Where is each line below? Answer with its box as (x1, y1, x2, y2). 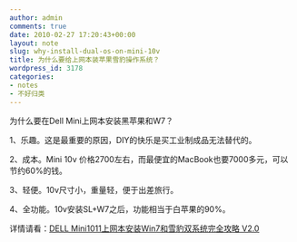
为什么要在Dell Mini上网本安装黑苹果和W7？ (9, 115, 174, 126)
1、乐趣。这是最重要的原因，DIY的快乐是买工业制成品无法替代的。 (9, 134, 257, 145)
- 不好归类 (9, 89, 45, 98)
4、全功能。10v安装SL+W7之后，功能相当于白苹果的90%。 (9, 203, 231, 214)
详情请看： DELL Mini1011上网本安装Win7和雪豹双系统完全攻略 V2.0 (9, 223, 260, 234)
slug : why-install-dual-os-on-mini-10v (9, 47, 161, 56)
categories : (9, 73, 54, 82)
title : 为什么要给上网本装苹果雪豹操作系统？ (9, 55, 161, 64)
